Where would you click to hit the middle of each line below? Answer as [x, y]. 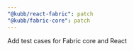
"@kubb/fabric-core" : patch [49, 21]
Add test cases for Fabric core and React [67, 40]
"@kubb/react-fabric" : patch [50, 14]
